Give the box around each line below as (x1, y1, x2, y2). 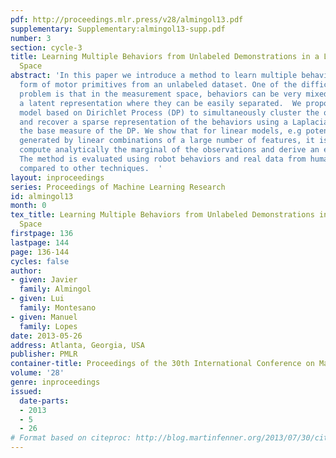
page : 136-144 (10, 247, 70, 257)
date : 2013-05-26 (10, 331, 83, 341)
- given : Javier (10, 275, 78, 285)
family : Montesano (19, 303, 97, 313)
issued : (10, 386, 43, 396)
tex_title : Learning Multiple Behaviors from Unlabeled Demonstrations (10, 210, 315, 220)
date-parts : (19, 396, 70, 406)
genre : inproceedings (10, 377, 101, 387)
